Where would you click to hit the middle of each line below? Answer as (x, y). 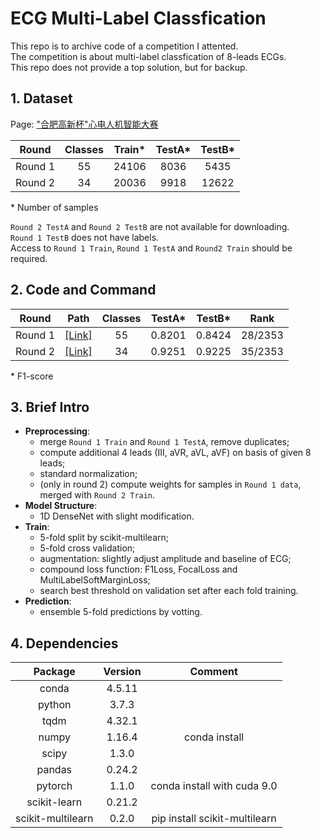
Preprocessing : (57, 431)
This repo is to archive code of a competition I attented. (124, 46)
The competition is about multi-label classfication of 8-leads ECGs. (148, 56)
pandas (54, 770)
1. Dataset (41, 98)
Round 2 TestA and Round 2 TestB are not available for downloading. (150, 226)
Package (54, 672)
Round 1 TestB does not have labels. (85, 237)
